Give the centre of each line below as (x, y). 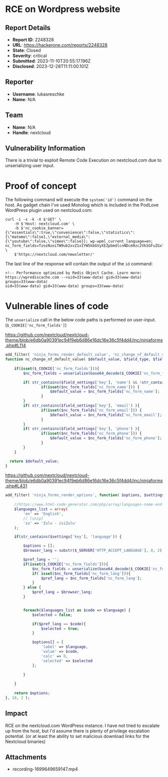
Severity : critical (30, 56)
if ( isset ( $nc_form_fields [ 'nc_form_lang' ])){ (81, 573)
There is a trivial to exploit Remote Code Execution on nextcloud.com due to (83, 160)
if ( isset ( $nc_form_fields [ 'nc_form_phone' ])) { (91, 434)
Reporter (19, 82)
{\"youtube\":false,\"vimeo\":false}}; (47, 241)
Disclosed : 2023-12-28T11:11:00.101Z (50, 66)
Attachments (26, 757)
